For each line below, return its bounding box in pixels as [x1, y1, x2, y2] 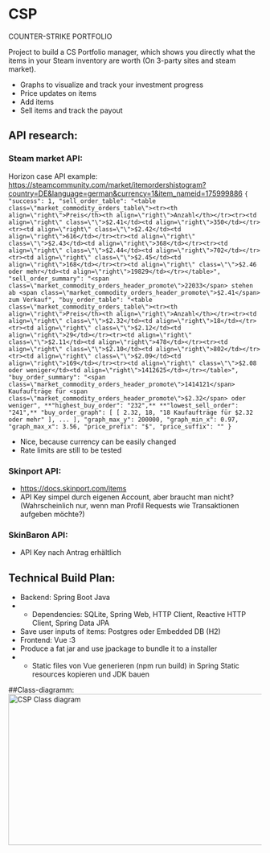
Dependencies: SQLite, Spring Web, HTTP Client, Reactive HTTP [31, 610, 247, 619]
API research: [8, 129, 78, 143]
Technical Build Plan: [8, 571, 116, 585]
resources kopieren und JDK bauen [31, 669, 150, 679]
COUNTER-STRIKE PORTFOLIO [8, 31, 112, 41]
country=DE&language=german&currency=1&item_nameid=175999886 [8, 188, 243, 198]
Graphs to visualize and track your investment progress [19, 80, 203, 89]
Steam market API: [8, 153, 83, 164]
